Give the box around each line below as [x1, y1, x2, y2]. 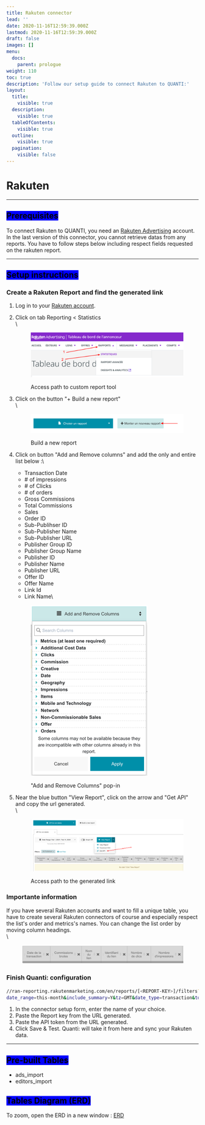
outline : [12, 132, 34, 139]
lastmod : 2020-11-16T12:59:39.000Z [6, 29, 97, 35]
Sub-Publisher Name [24, 528, 77, 535]
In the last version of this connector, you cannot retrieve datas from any [6, 233, 186, 241]
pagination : [12, 146, 43, 152]
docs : [12, 55, 26, 61]
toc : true [6, 74, 32, 81]
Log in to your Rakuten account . [15, 302, 96, 309]
